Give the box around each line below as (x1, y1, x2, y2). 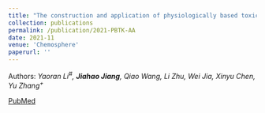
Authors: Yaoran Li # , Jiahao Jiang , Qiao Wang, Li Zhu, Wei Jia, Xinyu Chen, (8, 70, 256, 81)
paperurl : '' (8, 48, 51, 56)
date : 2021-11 (8, 33, 55, 42)
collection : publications (8, 19, 93, 27)
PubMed (8, 96, 36, 106)
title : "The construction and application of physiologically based (8, 11, 238, 20)
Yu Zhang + (8, 80, 44, 91)
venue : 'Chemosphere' (8, 41, 80, 49)
